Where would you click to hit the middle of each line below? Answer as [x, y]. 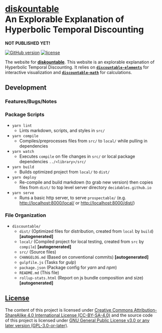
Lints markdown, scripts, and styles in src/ [62, 130]
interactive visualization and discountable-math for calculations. [69, 72]
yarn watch [23, 151]
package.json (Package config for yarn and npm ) [68, 267]
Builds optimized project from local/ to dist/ [65, 172]
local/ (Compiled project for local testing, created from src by [81, 241]
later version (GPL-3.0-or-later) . [37, 325]
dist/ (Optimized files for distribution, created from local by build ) [86, 231]
